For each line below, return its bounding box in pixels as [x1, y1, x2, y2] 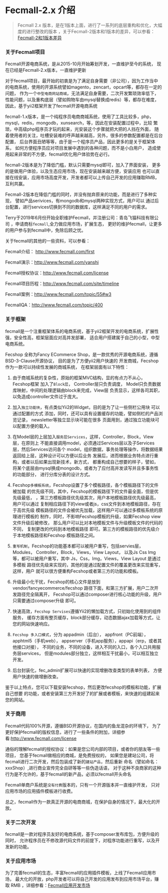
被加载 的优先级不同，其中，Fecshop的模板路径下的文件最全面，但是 [12, 488, 154, 494]
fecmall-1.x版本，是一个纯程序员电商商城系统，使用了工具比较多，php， [5, 114, 154, 120]
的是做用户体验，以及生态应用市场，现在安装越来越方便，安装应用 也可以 [5, 168, 155, 174]
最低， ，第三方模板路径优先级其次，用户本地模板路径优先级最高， [21, 494, 158, 500]
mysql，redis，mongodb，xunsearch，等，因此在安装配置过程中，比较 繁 [5, 120, 158, 126]
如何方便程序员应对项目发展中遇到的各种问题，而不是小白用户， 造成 [14, 145, 156, 151]
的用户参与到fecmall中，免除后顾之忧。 [5, 227, 86, 234]
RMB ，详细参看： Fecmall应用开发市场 [10, 882, 90, 888]
